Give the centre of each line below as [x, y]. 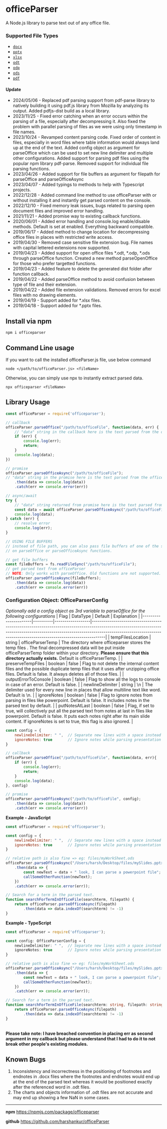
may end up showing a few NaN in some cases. [61, 1098]
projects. [22, 190]
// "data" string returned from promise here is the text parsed [83, 505]
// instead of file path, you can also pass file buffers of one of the [82, 546]
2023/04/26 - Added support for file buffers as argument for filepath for [86, 174]
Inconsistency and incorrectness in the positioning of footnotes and [82, 1072]
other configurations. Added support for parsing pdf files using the [81, 158]
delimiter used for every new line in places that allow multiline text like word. [83, 690]
